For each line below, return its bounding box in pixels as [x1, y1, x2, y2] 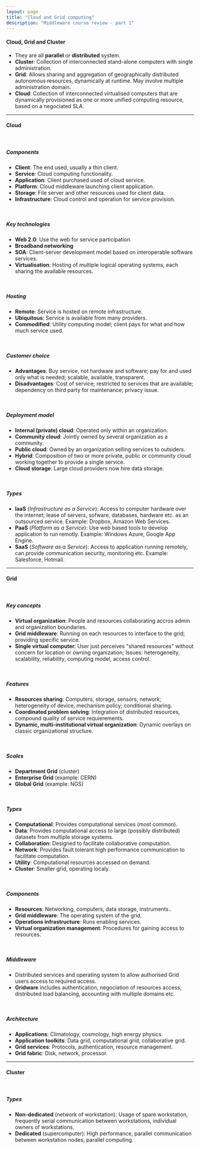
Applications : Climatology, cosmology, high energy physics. [14, 1030, 163, 1037]
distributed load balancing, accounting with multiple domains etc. [14, 990, 176, 997]
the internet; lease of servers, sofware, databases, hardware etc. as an [14, 511, 189, 519]
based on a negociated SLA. [14, 102, 85, 109]
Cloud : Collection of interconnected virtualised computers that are [14, 90, 178, 97]
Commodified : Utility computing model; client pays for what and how [14, 320, 185, 327]
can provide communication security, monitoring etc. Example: [14, 549, 168, 556]
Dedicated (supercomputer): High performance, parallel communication [14, 1130, 192, 1137]
